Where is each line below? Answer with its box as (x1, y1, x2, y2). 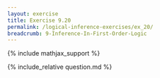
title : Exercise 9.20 (7, 17, 72, 24)
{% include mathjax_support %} (7, 49, 101, 58)
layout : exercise (7, 10, 59, 18)
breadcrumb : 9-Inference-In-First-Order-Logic (7, 30, 147, 37)
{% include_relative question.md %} (7, 63, 113, 71)
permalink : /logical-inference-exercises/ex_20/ (7, 23, 154, 30)
